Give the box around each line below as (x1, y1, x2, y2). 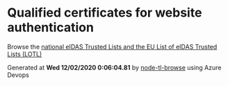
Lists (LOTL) (7, 50, 42, 58)
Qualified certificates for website (7, 5, 202, 21)
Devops (7, 71, 29, 79)
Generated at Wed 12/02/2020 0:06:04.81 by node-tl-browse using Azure (7, 63, 222, 71)
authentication (7, 19, 94, 35)
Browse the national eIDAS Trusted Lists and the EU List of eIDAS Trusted (7, 42, 218, 51)
